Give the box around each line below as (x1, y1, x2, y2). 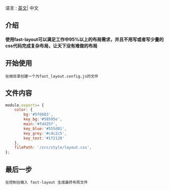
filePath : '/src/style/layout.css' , (14, 145, 92, 150)
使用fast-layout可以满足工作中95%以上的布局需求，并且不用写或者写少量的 (5, 36, 164, 42)
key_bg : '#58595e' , (23, 117, 62, 122)
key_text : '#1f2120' (23, 136, 65, 141)
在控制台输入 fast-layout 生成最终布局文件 (5, 180, 88, 185)
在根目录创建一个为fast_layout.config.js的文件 (5, 74, 99, 79)
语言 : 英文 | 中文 (5, 5, 39, 11)
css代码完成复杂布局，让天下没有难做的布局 (5, 43, 97, 49)
